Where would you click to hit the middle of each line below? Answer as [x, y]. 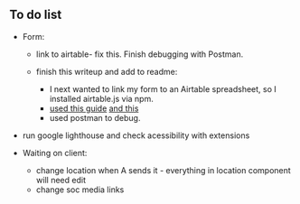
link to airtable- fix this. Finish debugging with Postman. [140, 54]
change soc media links [80, 190]
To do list [36, 15]
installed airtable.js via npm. [101, 98]
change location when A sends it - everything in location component [163, 170]
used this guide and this [94, 108]
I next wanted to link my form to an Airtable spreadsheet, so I [163, 88]
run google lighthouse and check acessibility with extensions [136, 135]
